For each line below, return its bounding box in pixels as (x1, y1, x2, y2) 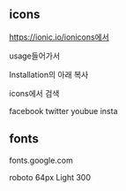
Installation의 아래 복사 (9, 69, 89, 80)
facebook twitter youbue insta (9, 105, 118, 116)
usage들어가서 (9, 50, 60, 61)
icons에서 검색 (9, 88, 60, 98)
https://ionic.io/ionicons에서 (9, 31, 110, 42)
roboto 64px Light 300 (9, 172, 91, 182)
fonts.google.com (9, 155, 73, 165)
